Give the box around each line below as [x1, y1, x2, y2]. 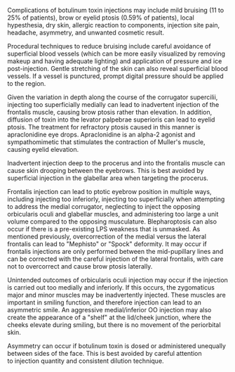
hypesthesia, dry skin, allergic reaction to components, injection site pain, [7, 21, 220, 29]
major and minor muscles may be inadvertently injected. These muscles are [7, 291, 226, 299]
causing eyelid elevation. [7, 146, 79, 153]
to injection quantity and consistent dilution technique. [7, 357, 164, 365]
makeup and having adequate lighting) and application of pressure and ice [7, 57, 222, 65]
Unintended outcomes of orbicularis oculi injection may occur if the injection [7, 276, 228, 284]
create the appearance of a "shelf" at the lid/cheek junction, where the [7, 313, 212, 321]
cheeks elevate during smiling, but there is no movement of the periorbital [7, 321, 221, 329]
